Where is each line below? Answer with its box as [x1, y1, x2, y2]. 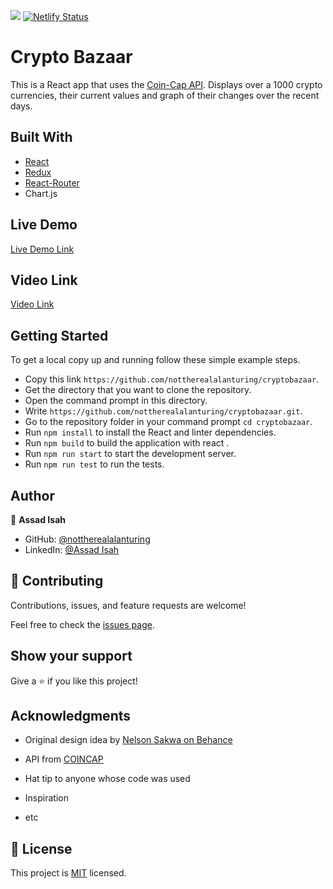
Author [10, 487, 55, 504]
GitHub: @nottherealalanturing [24, 533, 151, 545]
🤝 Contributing [10, 573, 104, 590]
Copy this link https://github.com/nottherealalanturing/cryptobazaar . [24, 373, 320, 385]
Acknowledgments [10, 708, 132, 725]
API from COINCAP [24, 753, 104, 765]
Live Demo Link [10, 243, 75, 255]
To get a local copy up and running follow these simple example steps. [10, 354, 301, 366]
